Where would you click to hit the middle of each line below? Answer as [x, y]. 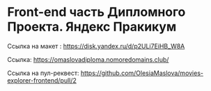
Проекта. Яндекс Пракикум [92, 27]
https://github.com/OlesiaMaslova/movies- [142, 73]
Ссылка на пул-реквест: [43, 73]
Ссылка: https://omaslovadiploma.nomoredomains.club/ [88, 59]
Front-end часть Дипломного [96, 12]
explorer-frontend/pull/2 [42, 80]
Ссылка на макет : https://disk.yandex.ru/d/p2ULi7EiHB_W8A [96, 46]
